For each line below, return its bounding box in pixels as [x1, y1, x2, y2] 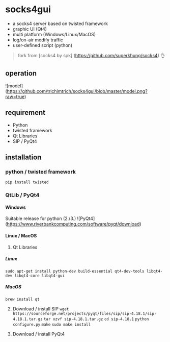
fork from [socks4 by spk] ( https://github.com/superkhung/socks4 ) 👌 [17, 52, 165, 58]
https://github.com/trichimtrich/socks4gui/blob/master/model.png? [7, 88, 148, 94]
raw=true [5, 93, 24, 100]
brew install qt [5, 297, 40, 302]
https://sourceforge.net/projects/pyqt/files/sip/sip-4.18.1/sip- [12, 311, 157, 316]
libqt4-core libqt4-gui [14, 273, 65, 278]
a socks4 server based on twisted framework [12, 20, 108, 27]
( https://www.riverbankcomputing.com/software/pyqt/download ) [5, 221, 141, 227]
